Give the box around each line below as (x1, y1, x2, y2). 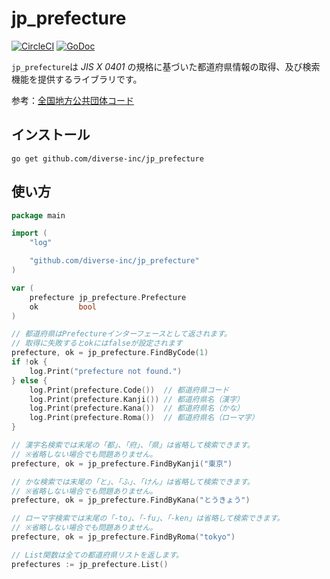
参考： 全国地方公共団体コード (11, 94, 134, 106)
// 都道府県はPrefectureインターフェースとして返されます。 (11, 329, 232, 339)
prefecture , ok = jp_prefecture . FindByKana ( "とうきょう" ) (11, 495, 251, 506)
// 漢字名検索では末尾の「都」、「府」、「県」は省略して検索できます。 (11, 440, 255, 451)
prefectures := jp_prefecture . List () (11, 559, 169, 569)
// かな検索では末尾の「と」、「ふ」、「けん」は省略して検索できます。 (11, 477, 255, 487)
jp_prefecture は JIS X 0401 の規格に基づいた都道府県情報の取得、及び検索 (11, 60, 321, 72)
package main (11, 210, 66, 221)
